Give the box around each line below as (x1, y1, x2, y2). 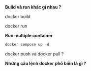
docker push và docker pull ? (5, 51, 64, 57)
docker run (5, 23, 28, 29)
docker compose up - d (5, 42, 50, 47)
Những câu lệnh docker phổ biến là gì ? (5, 60, 87, 66)
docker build (5, 14, 30, 19)
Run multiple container (5, 33, 53, 38)
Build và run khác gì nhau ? (5, 4, 61, 10)
